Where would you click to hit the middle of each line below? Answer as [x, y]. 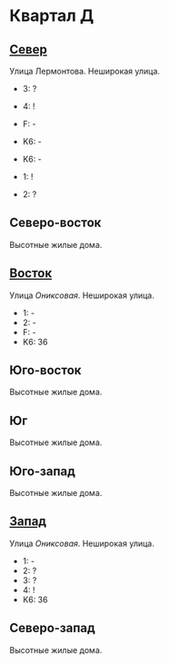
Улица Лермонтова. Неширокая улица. [85, 71]
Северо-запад [52, 628]
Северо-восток [55, 223]
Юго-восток [45, 370]
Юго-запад [42, 471]
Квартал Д [52, 16]
